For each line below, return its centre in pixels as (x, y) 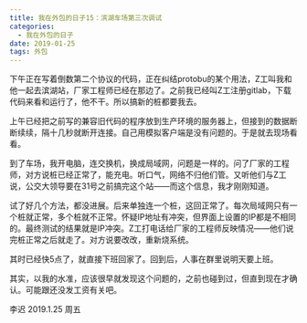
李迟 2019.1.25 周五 (45, 309)
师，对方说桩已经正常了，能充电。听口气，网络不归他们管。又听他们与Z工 (148, 175)
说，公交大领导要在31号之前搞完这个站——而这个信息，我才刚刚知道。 (142, 186)
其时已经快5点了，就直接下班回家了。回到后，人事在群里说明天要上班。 (144, 259)
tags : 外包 (29, 52)
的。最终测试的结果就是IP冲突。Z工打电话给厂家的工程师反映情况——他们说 (152, 228)
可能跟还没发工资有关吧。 (73, 290)
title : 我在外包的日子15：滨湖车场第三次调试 (86, 18)
